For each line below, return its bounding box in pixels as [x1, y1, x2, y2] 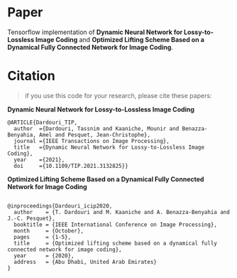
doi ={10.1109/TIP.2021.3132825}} [13, 162, 129, 169]
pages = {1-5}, [13, 233, 72, 240]
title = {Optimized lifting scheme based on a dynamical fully [13, 240, 218, 247]
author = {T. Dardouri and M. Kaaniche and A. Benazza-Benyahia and [13, 208, 231, 215]
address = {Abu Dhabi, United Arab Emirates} [13, 258, 158, 265]
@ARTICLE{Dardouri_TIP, [7, 119, 78, 126]
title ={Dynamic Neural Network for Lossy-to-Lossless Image [13, 144, 204, 151]
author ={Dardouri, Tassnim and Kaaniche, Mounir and [13, 125, 180, 132]
